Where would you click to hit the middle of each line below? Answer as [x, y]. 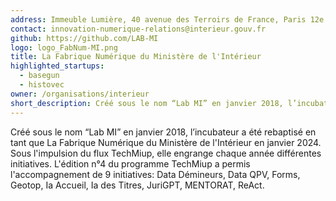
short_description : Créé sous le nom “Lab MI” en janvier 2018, [147, 103]
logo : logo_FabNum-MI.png [64, 47]
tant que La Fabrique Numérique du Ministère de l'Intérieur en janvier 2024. [166, 142]
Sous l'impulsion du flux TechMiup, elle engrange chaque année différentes [166, 153]
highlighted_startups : [57, 66]
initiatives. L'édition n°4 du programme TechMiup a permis [130, 163]
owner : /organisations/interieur [80, 94]
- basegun [39, 76]
